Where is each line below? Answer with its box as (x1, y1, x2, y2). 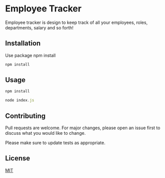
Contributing (5, 111, 46, 120)
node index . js (5, 98, 35, 103)
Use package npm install (5, 52, 56, 58)
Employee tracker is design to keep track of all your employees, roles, (5, 19, 148, 25)
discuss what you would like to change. (5, 130, 86, 136)
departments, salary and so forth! (5, 24, 74, 30)
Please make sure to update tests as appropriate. (5, 140, 106, 146)
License (5, 154, 30, 163)
